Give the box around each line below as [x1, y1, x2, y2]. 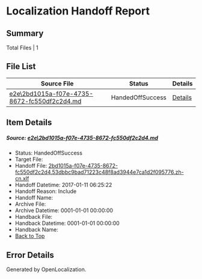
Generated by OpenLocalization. [6, 266, 87, 273]
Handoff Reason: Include [14, 188, 77, 195]
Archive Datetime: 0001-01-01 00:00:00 [14, 207, 113, 214]
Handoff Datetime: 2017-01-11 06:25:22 [14, 182, 112, 189]
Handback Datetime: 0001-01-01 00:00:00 [14, 219, 120, 227]
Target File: [14, 156, 43, 163]
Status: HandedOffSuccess [14, 149, 83, 157]
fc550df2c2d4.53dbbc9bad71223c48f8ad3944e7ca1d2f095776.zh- [14, 168, 185, 176]
